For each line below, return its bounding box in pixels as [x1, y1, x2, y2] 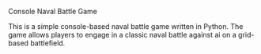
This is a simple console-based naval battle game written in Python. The [8, 22, 244, 31]
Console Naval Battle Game [8, 7, 97, 16]
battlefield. [30, 38, 66, 48]
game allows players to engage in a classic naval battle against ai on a [8, 31, 237, 39]
